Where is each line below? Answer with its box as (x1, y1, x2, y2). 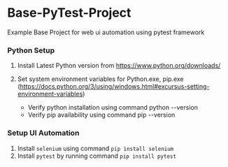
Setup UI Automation (7, 128, 80, 138)
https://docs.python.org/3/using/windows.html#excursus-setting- (20, 82, 210, 91)
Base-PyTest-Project (7, 5, 131, 21)
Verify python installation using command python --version (27, 103, 198, 112)
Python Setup (7, 45, 55, 55)
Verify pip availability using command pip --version (27, 110, 176, 119)
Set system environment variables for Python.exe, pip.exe (17, 75, 184, 83)
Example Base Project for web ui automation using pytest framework (7, 28, 205, 36)
